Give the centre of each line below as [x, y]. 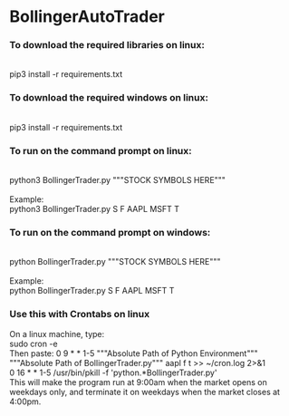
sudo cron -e [34, 343]
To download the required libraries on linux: [107, 45]
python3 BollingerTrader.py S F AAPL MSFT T [94, 209]
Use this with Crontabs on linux [80, 314]
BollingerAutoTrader [87, 17]
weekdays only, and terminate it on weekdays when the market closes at [145, 392]
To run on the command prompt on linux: [101, 150]
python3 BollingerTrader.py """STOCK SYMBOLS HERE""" [118, 180]
